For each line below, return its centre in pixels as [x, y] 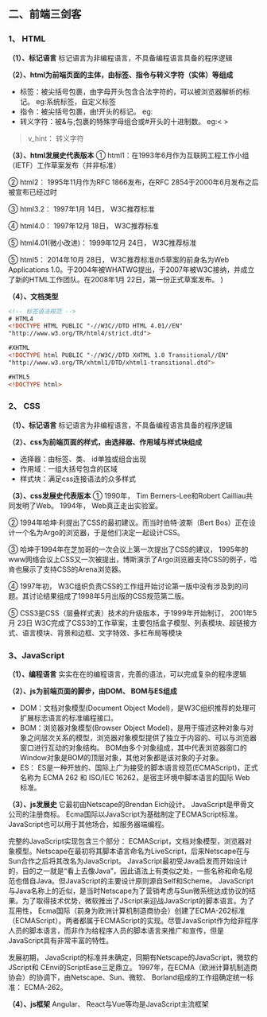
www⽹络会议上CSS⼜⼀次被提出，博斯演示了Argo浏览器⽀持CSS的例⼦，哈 [133, 559]
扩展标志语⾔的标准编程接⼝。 [68, 718]
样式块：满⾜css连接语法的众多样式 [78, 479]
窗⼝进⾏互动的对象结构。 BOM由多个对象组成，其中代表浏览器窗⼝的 [133, 748]
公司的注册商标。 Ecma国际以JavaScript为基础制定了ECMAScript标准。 [125, 814]
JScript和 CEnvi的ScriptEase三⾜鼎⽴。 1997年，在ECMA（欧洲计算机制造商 [133, 968]
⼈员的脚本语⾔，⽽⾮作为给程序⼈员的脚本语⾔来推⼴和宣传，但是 [116, 931]
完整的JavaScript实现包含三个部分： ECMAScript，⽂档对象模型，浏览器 [127, 841]
